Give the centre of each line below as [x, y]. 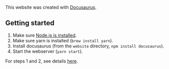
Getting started [30, 23]
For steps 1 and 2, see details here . [42, 61]
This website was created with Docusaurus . [51, 7]
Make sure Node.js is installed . [45, 35]
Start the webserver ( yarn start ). [48, 51]
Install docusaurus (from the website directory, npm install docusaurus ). [88, 46]
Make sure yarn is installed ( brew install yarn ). [63, 40]
